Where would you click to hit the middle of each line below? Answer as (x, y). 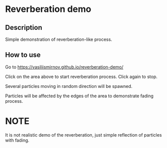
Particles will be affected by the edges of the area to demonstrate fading (79, 96)
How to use (23, 55)
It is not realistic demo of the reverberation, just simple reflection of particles (83, 135)
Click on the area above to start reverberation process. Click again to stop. (81, 76)
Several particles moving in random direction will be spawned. (69, 86)
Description (24, 28)
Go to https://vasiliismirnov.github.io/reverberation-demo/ (64, 67)
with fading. (17, 140)
